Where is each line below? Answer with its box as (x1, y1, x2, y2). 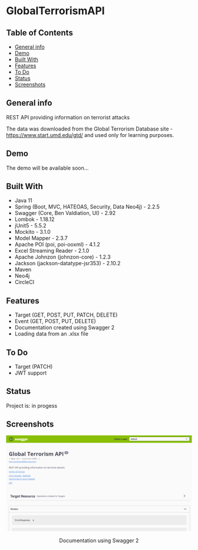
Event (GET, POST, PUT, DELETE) (14, 318, 96, 325)
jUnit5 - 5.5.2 (14, 222, 47, 229)
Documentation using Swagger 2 (59, 536, 139, 544)
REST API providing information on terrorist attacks (6, 113, 130, 121)
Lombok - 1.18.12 (14, 216, 55, 223)
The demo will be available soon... (6, 164, 89, 171)
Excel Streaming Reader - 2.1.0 (14, 247, 90, 255)
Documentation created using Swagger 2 (14, 324, 115, 331)
